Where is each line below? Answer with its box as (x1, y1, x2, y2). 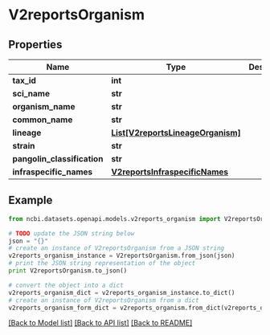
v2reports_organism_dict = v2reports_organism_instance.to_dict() (8, 288, 235, 296)
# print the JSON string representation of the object (8, 259, 196, 268)
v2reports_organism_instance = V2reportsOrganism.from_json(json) (8, 251, 235, 260)
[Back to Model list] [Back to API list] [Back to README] (8, 318, 193, 328)
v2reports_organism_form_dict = (8, 304, 117, 312)
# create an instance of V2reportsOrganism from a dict (8, 296, 199, 304)
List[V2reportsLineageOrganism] (111, 127, 241, 138)
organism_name (12, 101, 76, 112)
